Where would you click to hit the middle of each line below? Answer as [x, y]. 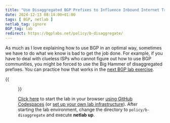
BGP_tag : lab [19, 29]
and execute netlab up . [71, 115]
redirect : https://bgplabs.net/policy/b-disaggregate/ [64, 33]
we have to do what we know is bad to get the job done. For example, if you [84, 53]
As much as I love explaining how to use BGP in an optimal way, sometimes [83, 48]
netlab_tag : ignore [26, 24]
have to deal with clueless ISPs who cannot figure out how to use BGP [78, 58]
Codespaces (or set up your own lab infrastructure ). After [78, 104]
